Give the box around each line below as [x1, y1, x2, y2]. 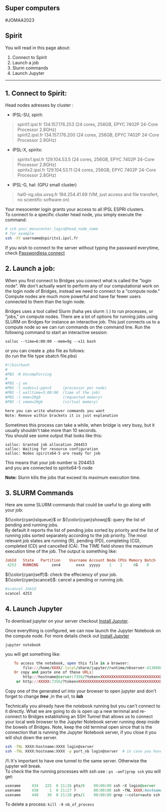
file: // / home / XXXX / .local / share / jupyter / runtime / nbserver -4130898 [23, 665, 163, 670]
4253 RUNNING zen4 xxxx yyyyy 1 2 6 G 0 [7, 562, 149, 567]
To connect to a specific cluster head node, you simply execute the [5, 212, 142, 218]
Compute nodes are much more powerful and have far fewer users [5, 293, 141, 299]
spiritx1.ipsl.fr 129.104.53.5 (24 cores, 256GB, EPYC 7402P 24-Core [17, 156, 155, 163]
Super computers [5, 4, 60, 12]
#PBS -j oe [5, 381, 28, 386]
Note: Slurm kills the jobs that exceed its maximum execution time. [5, 474, 141, 480]
